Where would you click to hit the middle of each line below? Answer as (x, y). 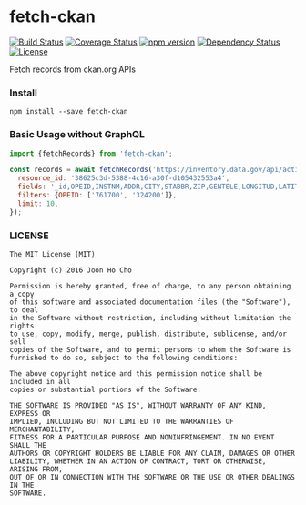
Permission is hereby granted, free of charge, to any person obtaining (150, 286)
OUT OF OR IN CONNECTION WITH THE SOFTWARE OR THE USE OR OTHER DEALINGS (153, 477)
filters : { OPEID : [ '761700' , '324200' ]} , (97, 196)
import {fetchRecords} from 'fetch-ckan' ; (91, 153)
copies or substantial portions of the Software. (106, 389)
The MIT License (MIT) (52, 254)
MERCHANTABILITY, (42, 429)
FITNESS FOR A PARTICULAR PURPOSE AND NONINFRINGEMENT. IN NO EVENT (142, 437)
